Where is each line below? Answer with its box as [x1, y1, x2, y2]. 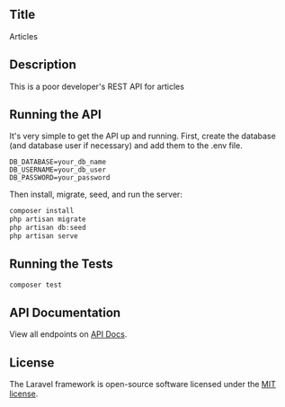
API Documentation [9, 305, 121, 321]
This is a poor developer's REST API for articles [9, 81, 184, 92]
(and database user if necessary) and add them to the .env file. [9, 140, 243, 151]
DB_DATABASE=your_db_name [9, 157, 106, 167]
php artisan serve [9, 232, 78, 241]
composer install [9, 207, 75, 216]
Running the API [9, 107, 102, 122]
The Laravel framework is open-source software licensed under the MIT [9, 379, 277, 390]
